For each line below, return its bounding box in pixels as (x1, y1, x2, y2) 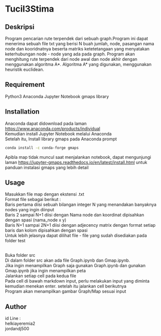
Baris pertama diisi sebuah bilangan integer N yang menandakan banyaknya (5, 202, 157, 207)
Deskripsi (5, 23, 35, 31)
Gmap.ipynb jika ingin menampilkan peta (5, 268, 86, 274)
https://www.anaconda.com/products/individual (5, 125, 101, 132)
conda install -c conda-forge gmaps (5, 145, 79, 150)
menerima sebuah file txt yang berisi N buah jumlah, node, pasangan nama (5, 41, 155, 47)
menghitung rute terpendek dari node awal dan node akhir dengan (5, 56, 138, 62)
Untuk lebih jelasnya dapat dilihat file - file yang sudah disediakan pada (5, 233, 147, 238)
